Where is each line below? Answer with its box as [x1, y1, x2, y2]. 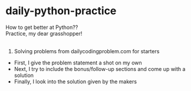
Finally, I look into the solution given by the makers [14, 78, 137, 85]
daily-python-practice [5, 4, 117, 18]
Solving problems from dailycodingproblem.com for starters [14, 47, 160, 54]
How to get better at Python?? [5, 24, 78, 31]
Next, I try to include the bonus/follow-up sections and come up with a [14, 65, 186, 72]
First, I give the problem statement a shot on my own [14, 59, 142, 66]
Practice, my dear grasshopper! [5, 30, 83, 37]
